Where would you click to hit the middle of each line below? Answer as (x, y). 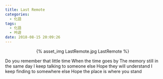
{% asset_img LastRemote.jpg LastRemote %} (83, 51)
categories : (17, 14)
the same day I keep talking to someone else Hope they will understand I (79, 66)
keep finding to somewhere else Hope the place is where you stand (73, 71)
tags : (11, 23)
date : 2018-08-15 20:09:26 (33, 38)
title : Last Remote (25, 10)
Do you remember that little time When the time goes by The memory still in (82, 61)
